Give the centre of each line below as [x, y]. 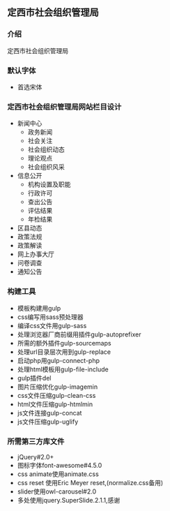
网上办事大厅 [36, 254]
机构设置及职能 [49, 184]
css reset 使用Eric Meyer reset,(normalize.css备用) [90, 482]
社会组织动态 [46, 149]
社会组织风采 [46, 167]
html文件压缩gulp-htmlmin [55, 404]
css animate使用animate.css [58, 474]
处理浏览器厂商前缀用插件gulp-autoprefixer [79, 334]
